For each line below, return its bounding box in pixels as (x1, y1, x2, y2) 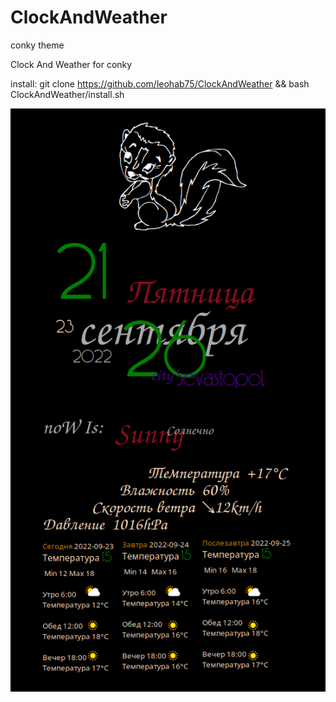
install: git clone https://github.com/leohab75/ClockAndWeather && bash (10, 77, 310, 90)
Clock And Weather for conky (10, 58, 133, 70)
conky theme (10, 39, 65, 51)
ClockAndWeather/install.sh (10, 88, 125, 100)
